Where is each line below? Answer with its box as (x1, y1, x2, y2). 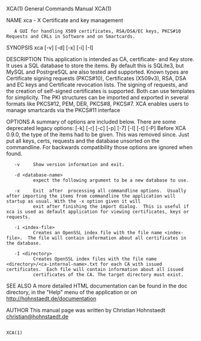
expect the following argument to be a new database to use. (32, 177, 189, 183)
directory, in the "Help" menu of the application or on (6, 289, 137, 295)
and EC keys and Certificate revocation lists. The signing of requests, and (6, 81, 188, 88)
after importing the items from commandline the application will (6, 193, 176, 199)
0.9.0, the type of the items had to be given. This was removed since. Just (6, 131, 190, 138)
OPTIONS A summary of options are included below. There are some (6, 118, 176, 125)
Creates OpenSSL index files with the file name (32, 256, 157, 262)
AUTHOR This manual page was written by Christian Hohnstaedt (6, 307, 166, 313)
